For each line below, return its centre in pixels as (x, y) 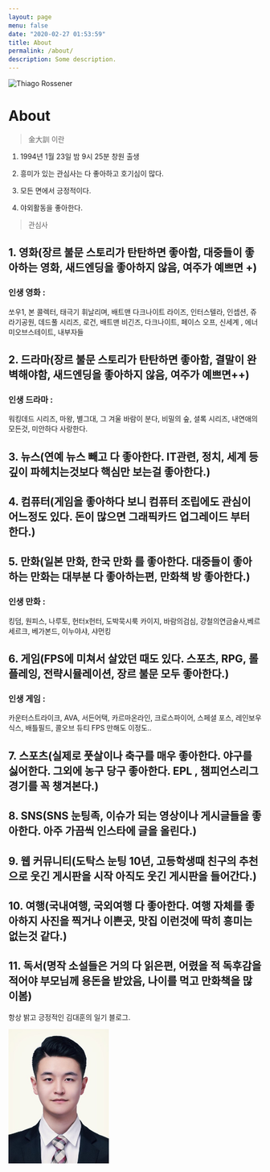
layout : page (30, 17)
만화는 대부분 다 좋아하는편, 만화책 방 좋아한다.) (140, 577)
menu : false (28, 25)
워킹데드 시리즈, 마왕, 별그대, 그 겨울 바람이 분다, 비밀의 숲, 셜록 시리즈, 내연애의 (133, 419)
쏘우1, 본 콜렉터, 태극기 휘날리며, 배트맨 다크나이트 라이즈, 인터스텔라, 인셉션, (129, 312)
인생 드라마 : (31, 400)
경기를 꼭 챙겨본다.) (53, 786)
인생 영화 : (27, 292)
